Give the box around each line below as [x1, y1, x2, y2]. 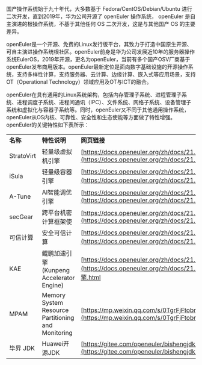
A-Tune [9, 192, 31, 201]
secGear [9, 213, 34, 221]
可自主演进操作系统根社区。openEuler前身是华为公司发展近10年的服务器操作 [6, 48, 195, 55]
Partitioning [41, 314, 75, 322]
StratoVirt [9, 152, 36, 160]
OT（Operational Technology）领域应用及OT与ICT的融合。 [6, 78, 152, 86]
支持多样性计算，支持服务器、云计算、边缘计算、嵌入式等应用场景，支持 [16, 71, 196, 78]
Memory [41, 291, 66, 299]
